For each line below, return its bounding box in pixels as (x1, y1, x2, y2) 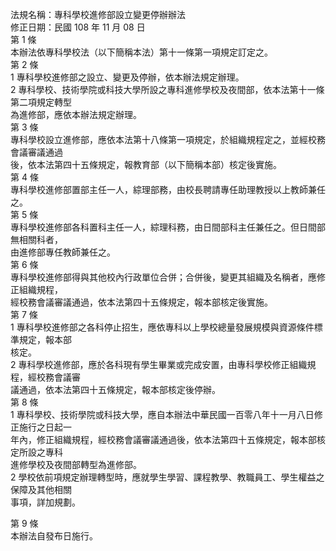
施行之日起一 (18, 421, 72, 433)
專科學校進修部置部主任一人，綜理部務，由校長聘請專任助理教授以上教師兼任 (10, 184, 326, 195)
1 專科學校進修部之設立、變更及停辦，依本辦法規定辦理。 (10, 71, 245, 83)
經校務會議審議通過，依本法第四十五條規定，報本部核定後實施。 (10, 296, 273, 308)
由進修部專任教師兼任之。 (10, 246, 116, 258)
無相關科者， (10, 234, 63, 245)
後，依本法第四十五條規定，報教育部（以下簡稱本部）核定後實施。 (10, 159, 282, 170)
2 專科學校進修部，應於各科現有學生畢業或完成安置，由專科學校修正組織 (10, 359, 308, 370)
